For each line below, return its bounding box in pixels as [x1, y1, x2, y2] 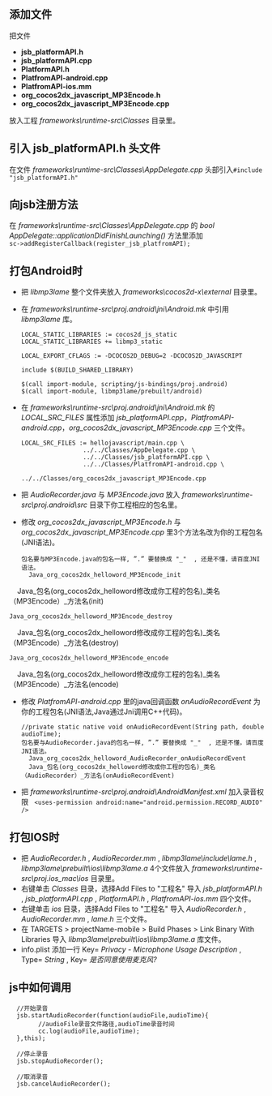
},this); [16, 1034, 46, 1042]
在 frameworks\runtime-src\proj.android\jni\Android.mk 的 [20, 402, 215, 412]
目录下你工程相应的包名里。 [89, 500, 182, 509]
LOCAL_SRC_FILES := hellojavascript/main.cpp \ [20, 439, 185, 448]
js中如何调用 [9, 981, 72, 995]
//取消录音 [16, 1072, 49, 1081]
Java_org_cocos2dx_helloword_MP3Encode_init [28, 571, 181, 579]
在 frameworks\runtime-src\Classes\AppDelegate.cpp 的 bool [9, 221, 215, 230]
